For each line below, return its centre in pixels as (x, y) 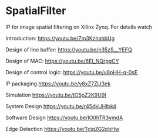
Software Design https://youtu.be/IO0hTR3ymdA (64, 118)
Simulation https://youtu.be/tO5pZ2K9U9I (56, 95)
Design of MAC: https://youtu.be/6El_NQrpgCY (62, 61)
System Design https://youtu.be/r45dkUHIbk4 (61, 106)
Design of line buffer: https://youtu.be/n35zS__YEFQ (69, 49)
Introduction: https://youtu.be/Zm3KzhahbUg (60, 38)
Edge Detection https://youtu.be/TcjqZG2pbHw (63, 129)
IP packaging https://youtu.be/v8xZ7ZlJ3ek (58, 84)
